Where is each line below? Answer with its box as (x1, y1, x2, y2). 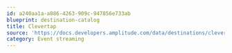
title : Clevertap (6, 23, 57, 30)
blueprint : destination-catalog (6, 17, 100, 23)
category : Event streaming (6, 36, 84, 43)
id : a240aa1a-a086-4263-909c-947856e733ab (6, 10, 131, 17)
